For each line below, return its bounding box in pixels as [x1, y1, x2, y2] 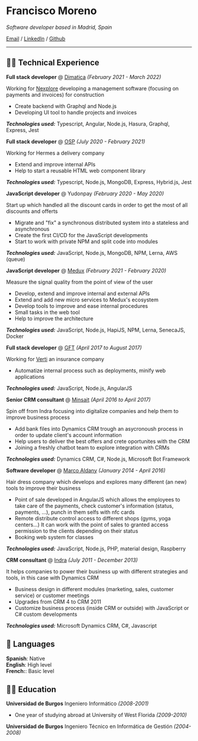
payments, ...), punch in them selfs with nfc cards [14, 509, 135, 516]
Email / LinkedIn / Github [6, 35, 66, 42]
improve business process [6, 414, 70, 421]
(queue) [6, 255, 25, 263]
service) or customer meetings [14, 592, 90, 599]
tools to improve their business [6, 484, 81, 491]
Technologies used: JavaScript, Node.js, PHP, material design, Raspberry [6, 545, 186, 552]
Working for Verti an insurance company [6, 355, 104, 362]
